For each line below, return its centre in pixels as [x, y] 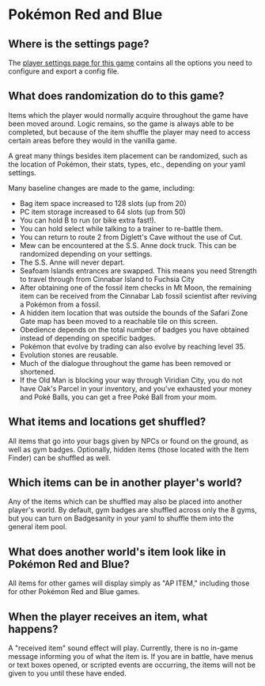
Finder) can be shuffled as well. [60, 458]
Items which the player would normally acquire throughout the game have [129, 115]
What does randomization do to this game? [116, 96]
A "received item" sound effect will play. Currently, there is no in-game [123, 648]
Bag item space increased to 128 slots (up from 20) [103, 203]
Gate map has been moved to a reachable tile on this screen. [119, 321]
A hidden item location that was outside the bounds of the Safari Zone [134, 313]
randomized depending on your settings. [86, 253]
